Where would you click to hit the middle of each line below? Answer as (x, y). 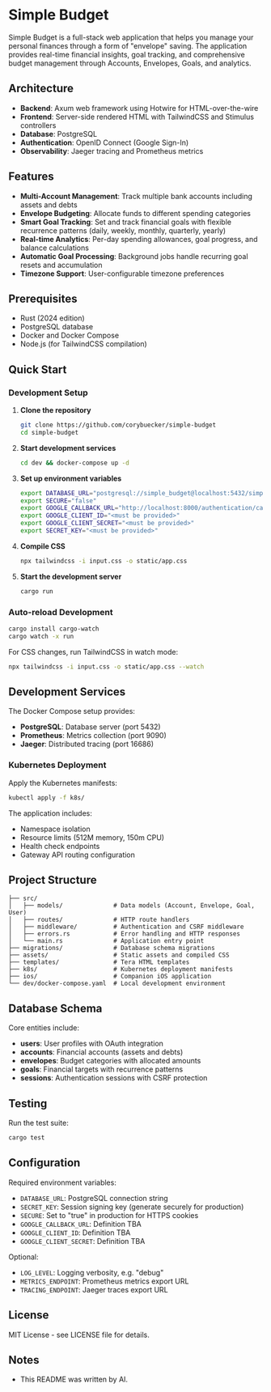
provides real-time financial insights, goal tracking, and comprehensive (127, 54)
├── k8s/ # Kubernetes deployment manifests (121, 970)
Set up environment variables (71, 478)
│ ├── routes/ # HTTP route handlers (99, 920)
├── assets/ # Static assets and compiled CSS (119, 955)
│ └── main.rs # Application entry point (106, 941)
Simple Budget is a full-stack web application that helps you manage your (131, 37)
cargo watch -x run (41, 636)
